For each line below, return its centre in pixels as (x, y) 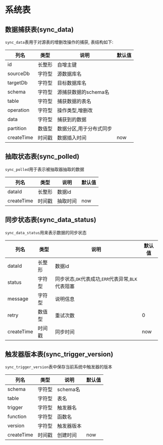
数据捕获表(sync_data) (40, 29)
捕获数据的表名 (74, 101)
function (17, 417)
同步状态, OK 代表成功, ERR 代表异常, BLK (96, 279)
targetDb (17, 83)
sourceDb (19, 74)
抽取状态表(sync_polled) (42, 157)
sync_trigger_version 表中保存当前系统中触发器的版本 (59, 367)
